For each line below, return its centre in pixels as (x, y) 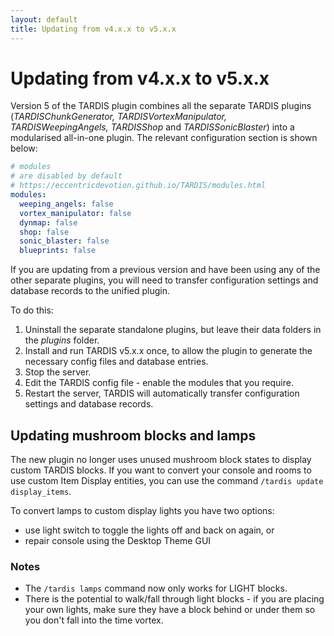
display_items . (41, 491)
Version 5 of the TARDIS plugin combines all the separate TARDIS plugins (161, 106)
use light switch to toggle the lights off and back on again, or (149, 530)
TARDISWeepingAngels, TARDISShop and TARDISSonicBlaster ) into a (152, 127)
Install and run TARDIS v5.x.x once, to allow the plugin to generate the (168, 351)
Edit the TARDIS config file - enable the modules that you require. (159, 383)
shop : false (44, 232)
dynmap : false (48, 222)
